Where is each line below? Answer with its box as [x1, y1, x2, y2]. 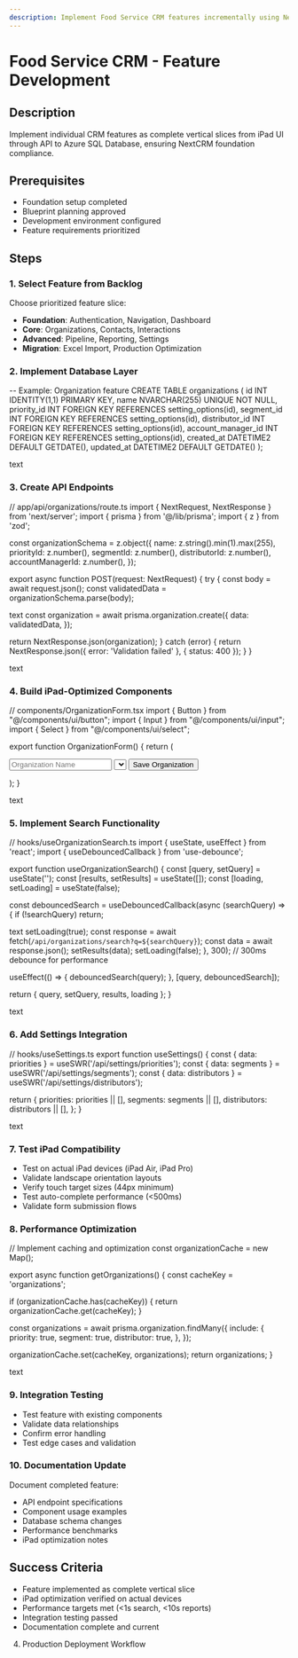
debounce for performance [9, 955, 109, 965]
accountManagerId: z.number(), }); [9, 556, 137, 567]
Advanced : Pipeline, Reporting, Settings [21, 334, 169, 344]
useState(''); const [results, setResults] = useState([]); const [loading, [9, 873, 263, 884]
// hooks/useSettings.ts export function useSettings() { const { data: [9, 1049, 257, 1059]
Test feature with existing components [21, 1409, 162, 1419]
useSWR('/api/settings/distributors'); [9, 1077, 144, 1088]
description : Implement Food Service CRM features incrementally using [9, 12, 279, 22]
